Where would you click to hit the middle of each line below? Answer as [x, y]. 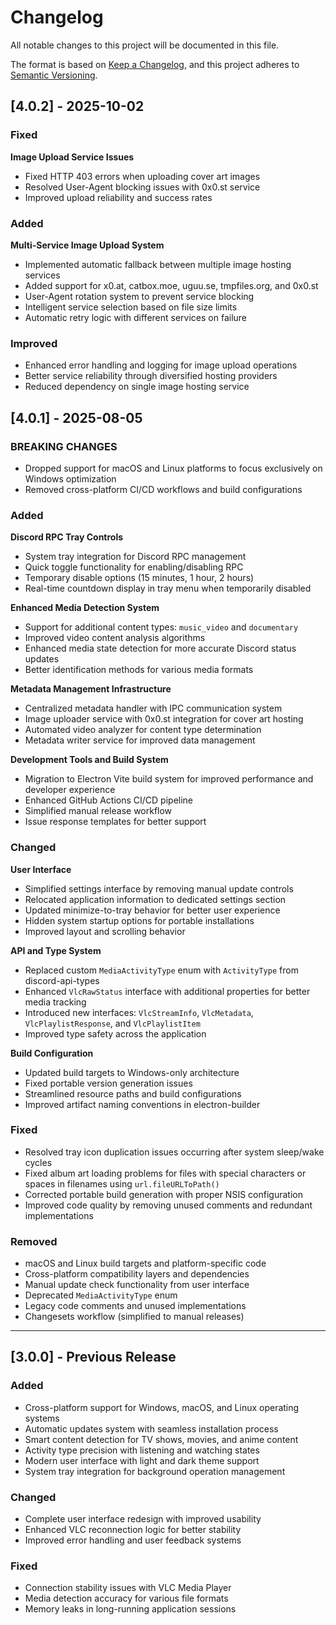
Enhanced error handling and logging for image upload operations [161, 365]
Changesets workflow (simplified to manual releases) [134, 1317]
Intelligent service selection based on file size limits [131, 307]
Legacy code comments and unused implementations [135, 1306]
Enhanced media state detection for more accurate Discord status [160, 648]
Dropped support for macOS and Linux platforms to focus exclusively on [173, 468]
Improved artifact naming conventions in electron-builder [142, 1104]
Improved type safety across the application [115, 1033]
